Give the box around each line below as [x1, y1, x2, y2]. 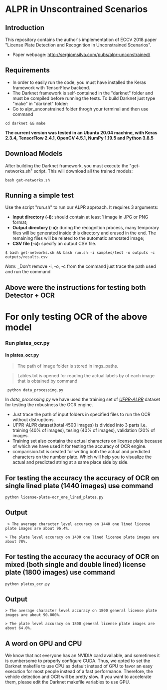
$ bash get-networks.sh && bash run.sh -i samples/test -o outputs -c [5, 250, 155, 255]
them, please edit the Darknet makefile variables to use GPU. [5, 679, 130, 685]
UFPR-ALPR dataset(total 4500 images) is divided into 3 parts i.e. [12, 422, 147, 428]
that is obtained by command [17, 378, 78, 384]
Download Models [5, 149, 63, 158]
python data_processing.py [7, 388, 64, 393]
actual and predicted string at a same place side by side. [12, 459, 129, 465]
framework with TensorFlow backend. [12, 84, 91, 90]
